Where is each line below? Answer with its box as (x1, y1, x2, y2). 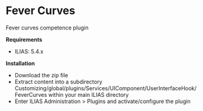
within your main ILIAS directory (48, 91, 129, 98)
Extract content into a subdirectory (14, 78, 103, 85)
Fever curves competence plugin (6, 24, 89, 31)
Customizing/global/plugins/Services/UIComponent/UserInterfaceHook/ (14, 84, 197, 92)
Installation (6, 59, 35, 67)
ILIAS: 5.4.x (14, 47, 44, 55)
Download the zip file (14, 71, 68, 78)
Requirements (6, 36, 43, 43)
